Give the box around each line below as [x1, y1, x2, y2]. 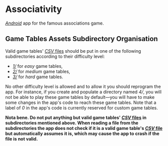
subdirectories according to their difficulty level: [5, 53, 105, 59]
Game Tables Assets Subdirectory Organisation [5, 35, 158, 43]
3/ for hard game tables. [12, 74, 64, 80]
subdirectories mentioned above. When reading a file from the [5, 119, 139, 126]
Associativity [5, 4, 62, 15]
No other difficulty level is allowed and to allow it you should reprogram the [5, 83, 161, 89]
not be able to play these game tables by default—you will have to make [5, 94, 155, 100]
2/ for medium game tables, [12, 68, 71, 74]
